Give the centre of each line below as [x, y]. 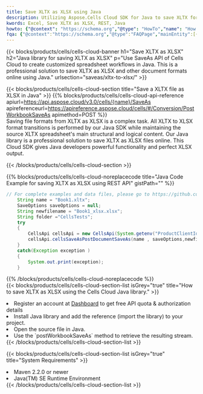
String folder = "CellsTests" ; [55, 217]
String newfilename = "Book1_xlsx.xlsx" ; [70, 211]
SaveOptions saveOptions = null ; [59, 205]
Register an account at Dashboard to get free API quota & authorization [102, 304]
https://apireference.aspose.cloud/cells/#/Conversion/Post [121, 108]
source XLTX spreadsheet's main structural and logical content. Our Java [97, 134]
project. [16, 323]
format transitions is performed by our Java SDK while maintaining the [94, 128]
